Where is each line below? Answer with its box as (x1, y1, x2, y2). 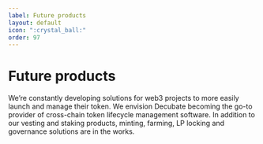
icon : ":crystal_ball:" (8, 26, 87, 34)
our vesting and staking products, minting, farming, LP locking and (8, 119, 225, 128)
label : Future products (8, 11, 87, 20)
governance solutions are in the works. (8, 127, 135, 136)
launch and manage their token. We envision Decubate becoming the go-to (8, 102, 253, 111)
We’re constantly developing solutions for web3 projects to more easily (8, 94, 239, 103)
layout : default (8, 19, 62, 27)
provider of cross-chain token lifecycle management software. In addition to (8, 110, 255, 120)
